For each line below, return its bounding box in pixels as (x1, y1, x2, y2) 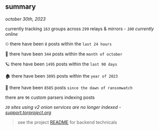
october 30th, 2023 (5, 16, 46, 22)
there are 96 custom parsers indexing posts (5, 94, 95, 100)
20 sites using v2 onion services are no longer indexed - (5, 104, 121, 110)
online (5, 31, 18, 37)
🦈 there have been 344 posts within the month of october (5, 51, 123, 57)
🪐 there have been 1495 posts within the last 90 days (5, 61, 117, 67)
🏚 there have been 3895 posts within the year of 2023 (5, 73, 118, 79)
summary (5, 3, 36, 11)
